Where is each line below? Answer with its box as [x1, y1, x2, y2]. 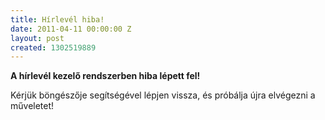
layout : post [10, 33, 65, 43]
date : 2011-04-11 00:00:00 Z [10, 24, 132, 34]
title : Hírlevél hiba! [10, 14, 105, 25]
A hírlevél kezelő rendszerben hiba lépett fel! [10, 70, 201, 82]
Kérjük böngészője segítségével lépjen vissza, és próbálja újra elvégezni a [10, 89, 316, 101]
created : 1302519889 [10, 42, 97, 53]
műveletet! [10, 100, 55, 112]
